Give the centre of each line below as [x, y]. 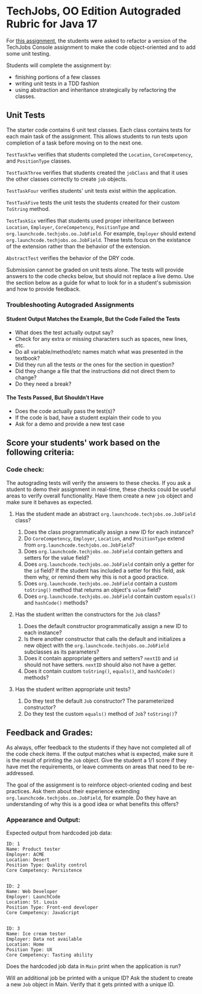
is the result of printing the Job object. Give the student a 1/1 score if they [96, 760]
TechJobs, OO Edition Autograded [93, 11]
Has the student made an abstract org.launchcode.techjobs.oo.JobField [105, 514]
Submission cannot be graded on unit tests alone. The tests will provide [95, 270]
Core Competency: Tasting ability [50, 955]
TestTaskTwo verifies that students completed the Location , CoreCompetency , [99, 154]
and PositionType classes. [39, 161]
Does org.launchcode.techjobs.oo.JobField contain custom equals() [110, 596]
